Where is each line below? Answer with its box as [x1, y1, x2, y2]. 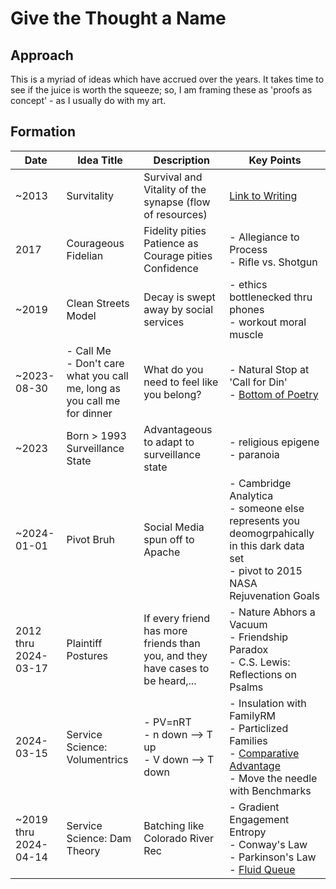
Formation [10, 123, 76, 141]
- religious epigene [229, 435, 320, 449]
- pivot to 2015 [229, 563, 303, 577]
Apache [143, 545, 181, 559]
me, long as [66, 381, 121, 395]
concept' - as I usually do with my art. [10, 95, 167, 106]
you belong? [143, 387, 202, 401]
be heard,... [143, 673, 197, 687]
